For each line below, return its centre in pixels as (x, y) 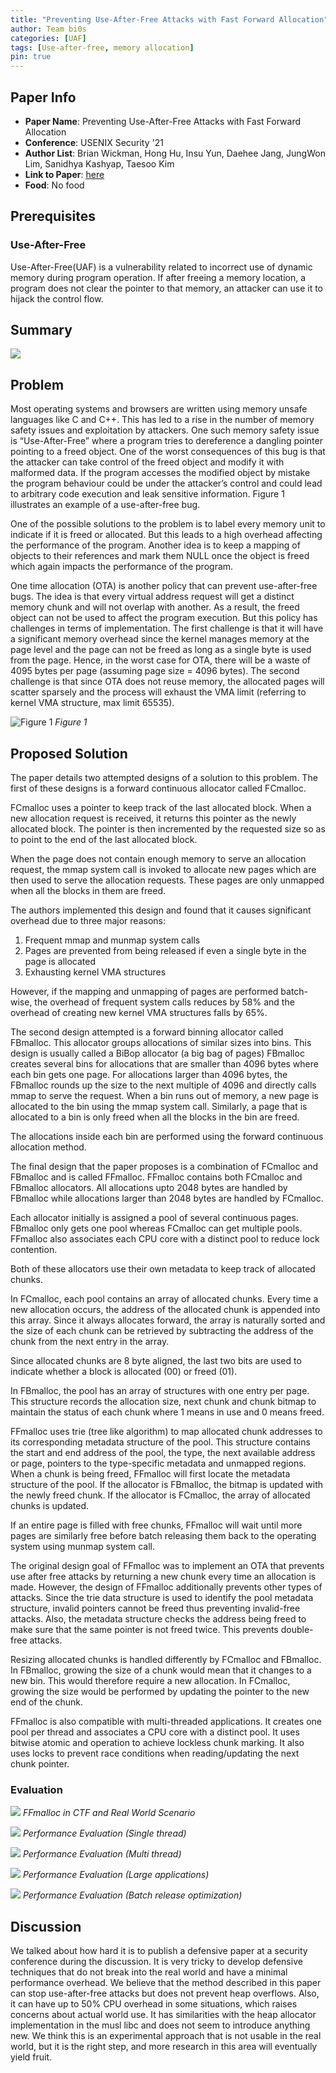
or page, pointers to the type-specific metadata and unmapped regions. (158, 1463)
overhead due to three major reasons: (88, 921)
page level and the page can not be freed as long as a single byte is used (161, 650)
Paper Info (43, 97)
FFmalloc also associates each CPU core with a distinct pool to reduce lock (165, 1239)
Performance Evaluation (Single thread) (104, 1833)
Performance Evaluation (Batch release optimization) (132, 1895)
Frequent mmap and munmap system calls (112, 940)
